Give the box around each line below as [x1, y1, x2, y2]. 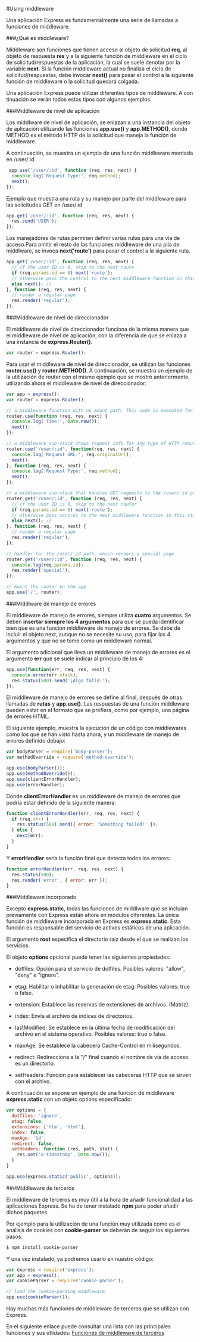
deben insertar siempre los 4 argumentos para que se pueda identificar [6, 618, 185, 625]
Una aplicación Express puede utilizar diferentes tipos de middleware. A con [6, 90, 193, 96]
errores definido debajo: [6, 737, 65, 744]
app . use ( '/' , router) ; [6, 589, 62, 595]
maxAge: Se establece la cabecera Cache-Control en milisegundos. [14, 1042, 182, 1049]
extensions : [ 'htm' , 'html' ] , [11, 1124, 86, 1130]
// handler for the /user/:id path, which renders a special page [6, 550, 174, 557]
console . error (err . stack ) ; [11, 672, 79, 678]
